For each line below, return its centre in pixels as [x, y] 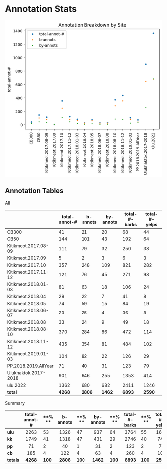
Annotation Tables [34, 191]
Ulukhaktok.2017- [27, 373]
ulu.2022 [17, 385]
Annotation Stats [41, 9]
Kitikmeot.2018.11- [28, 341]
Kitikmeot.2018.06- [28, 310]
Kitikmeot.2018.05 [27, 303]
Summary [15, 403]
